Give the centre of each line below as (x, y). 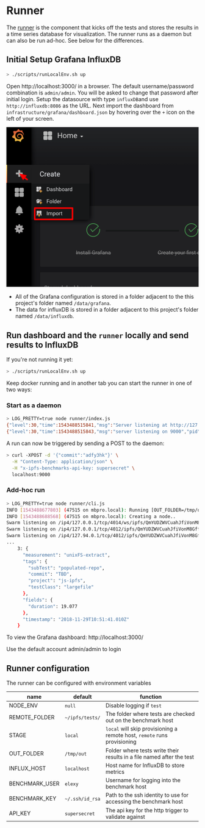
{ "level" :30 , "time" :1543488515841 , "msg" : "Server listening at (87, 425)
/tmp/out (76, 754)
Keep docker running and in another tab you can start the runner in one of (99, 383)
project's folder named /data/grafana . (63, 303)
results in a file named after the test (150, 757)
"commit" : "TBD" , (50, 574)
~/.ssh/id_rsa (83, 799)
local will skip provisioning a (142, 729)
